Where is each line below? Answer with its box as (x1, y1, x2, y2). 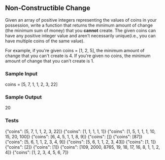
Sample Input (5, 70, 38, 77)
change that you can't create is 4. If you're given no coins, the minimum (5, 53, 151, 59)
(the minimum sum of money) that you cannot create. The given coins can (5, 27, 156, 33)
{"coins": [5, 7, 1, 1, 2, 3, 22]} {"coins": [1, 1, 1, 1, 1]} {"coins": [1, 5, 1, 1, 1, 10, (5, 128, 156, 134)
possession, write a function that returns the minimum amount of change (5, 22, 153, 28)
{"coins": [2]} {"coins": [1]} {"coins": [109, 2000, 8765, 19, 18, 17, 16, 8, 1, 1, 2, (5, 144, 160, 150)
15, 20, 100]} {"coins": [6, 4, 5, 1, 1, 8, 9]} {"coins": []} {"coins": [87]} (5, 133, 143, 139)
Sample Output (5, 94, 42, 100)
